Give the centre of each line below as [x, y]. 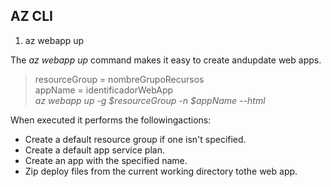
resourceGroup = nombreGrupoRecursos [119, 79]
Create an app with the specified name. [106, 160]
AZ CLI [31, 16]
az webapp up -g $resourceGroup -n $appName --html [150, 100]
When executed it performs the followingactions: [111, 120]
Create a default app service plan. [94, 150]
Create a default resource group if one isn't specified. [135, 139]
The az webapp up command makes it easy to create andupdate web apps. [166, 60]
